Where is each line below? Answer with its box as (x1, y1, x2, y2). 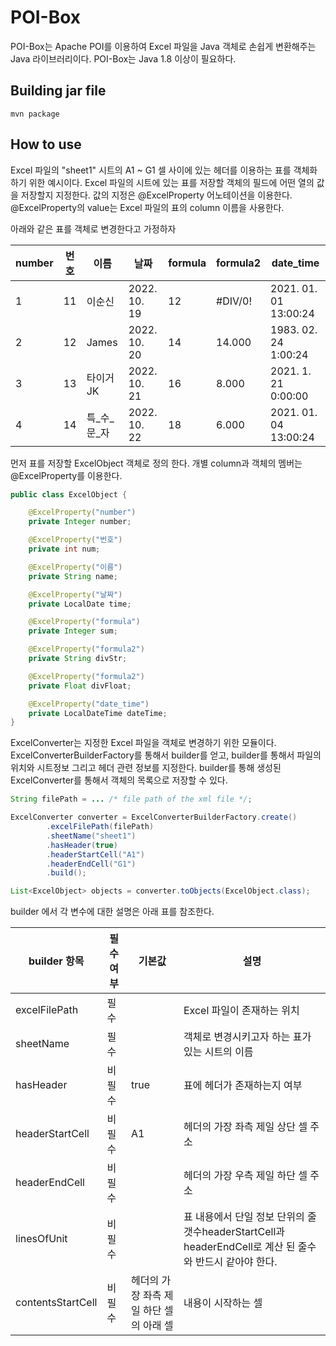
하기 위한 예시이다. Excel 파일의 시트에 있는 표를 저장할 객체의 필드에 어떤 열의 (10, 176, 315, 188)
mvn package (10, 109, 60, 119)
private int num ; (28, 544, 101, 555)
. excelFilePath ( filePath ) (46, 822, 155, 832)
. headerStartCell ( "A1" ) (46, 849, 145, 860)
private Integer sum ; (28, 626, 118, 636)
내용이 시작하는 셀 (183, 1296, 263, 1310)
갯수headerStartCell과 (183, 1225, 286, 1239)
